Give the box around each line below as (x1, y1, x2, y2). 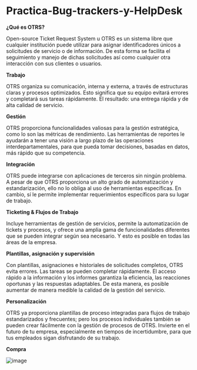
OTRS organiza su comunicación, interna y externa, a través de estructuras (6, 82, 188, 89)
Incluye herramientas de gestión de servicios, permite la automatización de (6, 219, 188, 227)
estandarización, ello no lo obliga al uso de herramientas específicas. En (6, 184, 182, 192)
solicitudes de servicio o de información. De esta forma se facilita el (6, 47, 171, 54)
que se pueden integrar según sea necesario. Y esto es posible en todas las (6, 232, 190, 239)
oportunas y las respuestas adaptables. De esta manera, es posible (6, 280, 169, 287)
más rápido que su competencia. (6, 149, 86, 156)
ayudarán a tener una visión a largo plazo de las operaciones (6, 136, 154, 144)
